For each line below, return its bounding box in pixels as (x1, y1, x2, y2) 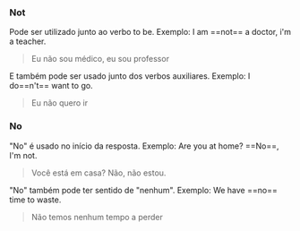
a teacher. (9, 36, 47, 47)
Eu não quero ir (30, 98, 88, 108)
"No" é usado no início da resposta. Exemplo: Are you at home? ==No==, (9, 141, 279, 151)
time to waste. (9, 194, 62, 205)
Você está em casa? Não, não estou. (30, 167, 167, 178)
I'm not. (9, 150, 38, 160)
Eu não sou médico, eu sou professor (30, 54, 170, 64)
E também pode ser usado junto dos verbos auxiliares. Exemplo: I (9, 71, 251, 81)
